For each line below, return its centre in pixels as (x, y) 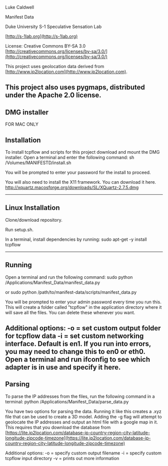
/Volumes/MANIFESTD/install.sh (38, 163)
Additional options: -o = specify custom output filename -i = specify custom (83, 453)
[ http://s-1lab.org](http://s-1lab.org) (41, 36)
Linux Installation (32, 208)
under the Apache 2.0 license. (53, 95)
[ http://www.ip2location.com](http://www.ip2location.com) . (66, 72)
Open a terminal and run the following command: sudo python (69, 277)
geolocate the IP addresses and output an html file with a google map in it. (82, 422)
